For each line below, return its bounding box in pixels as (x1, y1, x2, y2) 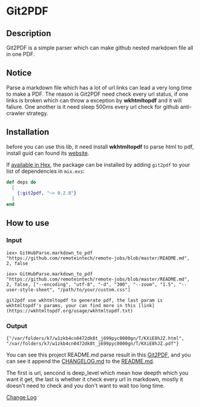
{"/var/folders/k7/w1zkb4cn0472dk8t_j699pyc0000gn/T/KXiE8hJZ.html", (6, 335, 185, 341)
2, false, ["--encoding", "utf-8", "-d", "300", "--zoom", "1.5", (6, 281, 177, 287)
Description (6, 28, 51, 39)
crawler (6, 110, 25, 117)
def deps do (6, 179, 36, 185)
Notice (6, 68, 32, 78)
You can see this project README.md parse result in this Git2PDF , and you (6, 351, 191, 358)
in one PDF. (6, 51, 35, 58)
